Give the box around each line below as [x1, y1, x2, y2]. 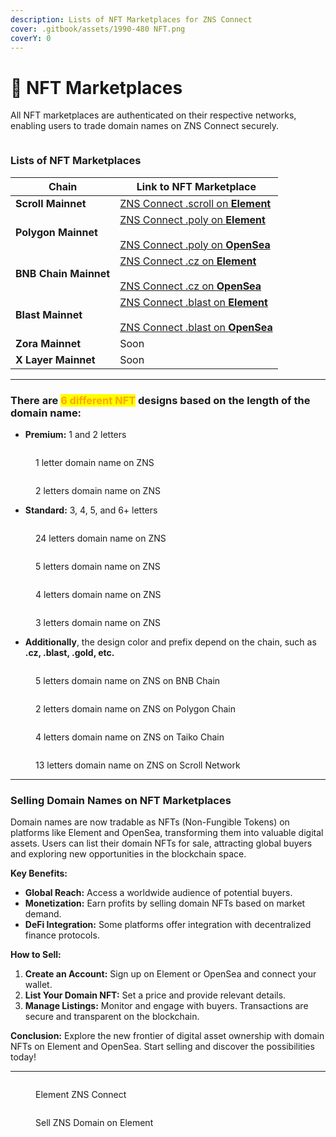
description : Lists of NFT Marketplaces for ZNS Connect [10, 14, 253, 25]
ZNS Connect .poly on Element [119, 212, 266, 226]
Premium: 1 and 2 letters [24, 428, 127, 440]
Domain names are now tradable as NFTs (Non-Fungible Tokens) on [10, 816, 290, 828]
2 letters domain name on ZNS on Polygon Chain [35, 702, 237, 715]
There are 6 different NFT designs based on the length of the [10, 393, 311, 407]
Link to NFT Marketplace [136, 179, 257, 193]
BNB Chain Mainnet [15, 266, 111, 280]
